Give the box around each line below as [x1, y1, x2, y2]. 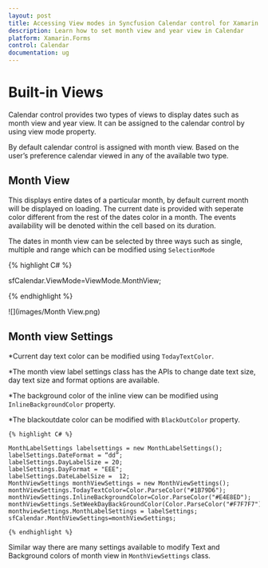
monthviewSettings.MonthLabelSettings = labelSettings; [8, 507, 198, 515]
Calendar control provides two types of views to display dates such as [8, 110, 239, 119]
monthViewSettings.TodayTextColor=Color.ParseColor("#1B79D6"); [8, 486, 227, 494]
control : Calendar [8, 42, 69, 50]
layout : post [8, 11, 52, 20]
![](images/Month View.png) [8, 306, 101, 316]
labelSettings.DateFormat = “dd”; [8, 451, 124, 459]
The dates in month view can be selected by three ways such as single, [8, 236, 243, 246]
